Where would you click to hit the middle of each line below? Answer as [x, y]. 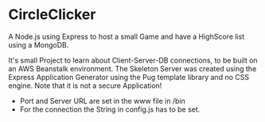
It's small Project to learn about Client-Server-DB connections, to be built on [133, 60]
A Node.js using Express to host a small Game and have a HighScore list [127, 36]
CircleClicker [52, 15]
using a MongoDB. [39, 44]
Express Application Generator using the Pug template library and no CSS [129, 77]
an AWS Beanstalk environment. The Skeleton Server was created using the [132, 68]
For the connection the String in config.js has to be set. [110, 109]
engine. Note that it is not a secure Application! [85, 86]
